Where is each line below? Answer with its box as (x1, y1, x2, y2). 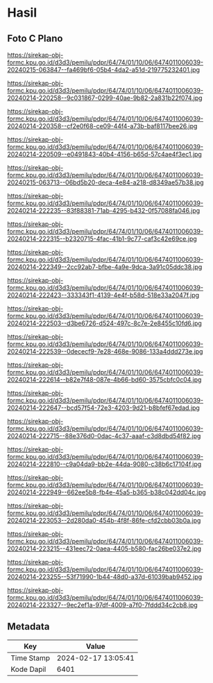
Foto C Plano (7, 33, 63, 44)
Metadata (7, 621, 50, 632)
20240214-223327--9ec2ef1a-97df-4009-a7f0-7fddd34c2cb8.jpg (7, 601, 198, 609)
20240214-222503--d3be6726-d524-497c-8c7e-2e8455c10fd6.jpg (7, 319, 203, 327)
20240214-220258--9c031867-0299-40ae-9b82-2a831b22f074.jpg (7, 94, 203, 102)
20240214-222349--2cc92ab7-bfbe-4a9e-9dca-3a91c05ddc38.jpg (7, 263, 203, 271)
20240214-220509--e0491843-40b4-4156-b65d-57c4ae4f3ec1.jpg (7, 150, 203, 158)
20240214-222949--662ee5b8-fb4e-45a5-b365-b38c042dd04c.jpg (7, 488, 206, 496)
